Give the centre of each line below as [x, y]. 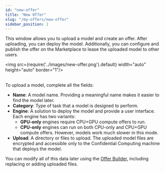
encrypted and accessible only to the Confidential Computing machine [86, 144]
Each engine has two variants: [44, 117]
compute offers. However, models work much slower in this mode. [89, 133]
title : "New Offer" [26, 15]
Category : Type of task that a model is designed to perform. [75, 106]
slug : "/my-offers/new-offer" [37, 19]
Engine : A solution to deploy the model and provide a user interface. [84, 111]
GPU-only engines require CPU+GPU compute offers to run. [83, 122]
